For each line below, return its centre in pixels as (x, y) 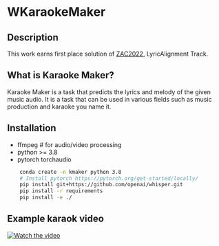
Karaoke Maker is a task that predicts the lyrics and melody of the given (109, 92)
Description (33, 37)
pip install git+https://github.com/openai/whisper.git (102, 185)
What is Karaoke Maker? (61, 75)
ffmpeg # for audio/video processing (69, 144)
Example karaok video (56, 219)
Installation (32, 128)
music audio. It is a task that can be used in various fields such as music (109, 99)
